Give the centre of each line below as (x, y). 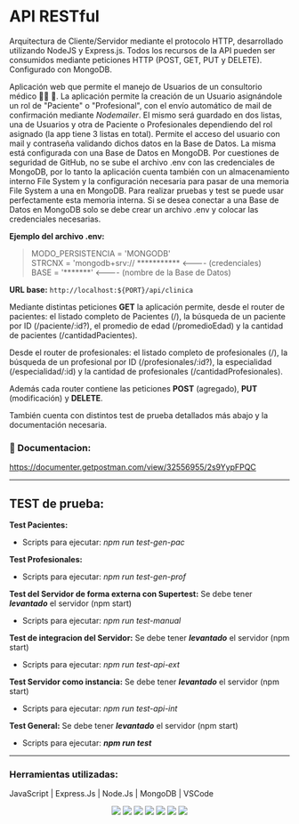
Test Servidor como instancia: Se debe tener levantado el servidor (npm (145, 682)
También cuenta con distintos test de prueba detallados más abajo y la (139, 415)
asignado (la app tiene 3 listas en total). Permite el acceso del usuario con (145, 133)
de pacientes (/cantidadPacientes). (73, 335)
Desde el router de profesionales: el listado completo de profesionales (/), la (149, 352)
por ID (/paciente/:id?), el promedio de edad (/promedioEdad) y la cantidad (146, 326)
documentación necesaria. (58, 424)
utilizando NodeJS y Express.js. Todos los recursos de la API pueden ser (142, 50)
